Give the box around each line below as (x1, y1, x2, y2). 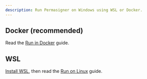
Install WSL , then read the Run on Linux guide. (5, 68, 103, 74)
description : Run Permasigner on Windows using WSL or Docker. (5, 7, 143, 13)
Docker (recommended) (5, 27, 83, 35)
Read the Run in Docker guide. (5, 40, 69, 46)
